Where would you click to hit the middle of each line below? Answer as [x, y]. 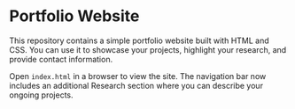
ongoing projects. [41, 95]
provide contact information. [61, 59]
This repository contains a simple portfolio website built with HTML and [140, 40]
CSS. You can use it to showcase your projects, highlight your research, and [148, 49]
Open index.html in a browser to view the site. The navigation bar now [138, 76]
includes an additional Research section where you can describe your [136, 85]
